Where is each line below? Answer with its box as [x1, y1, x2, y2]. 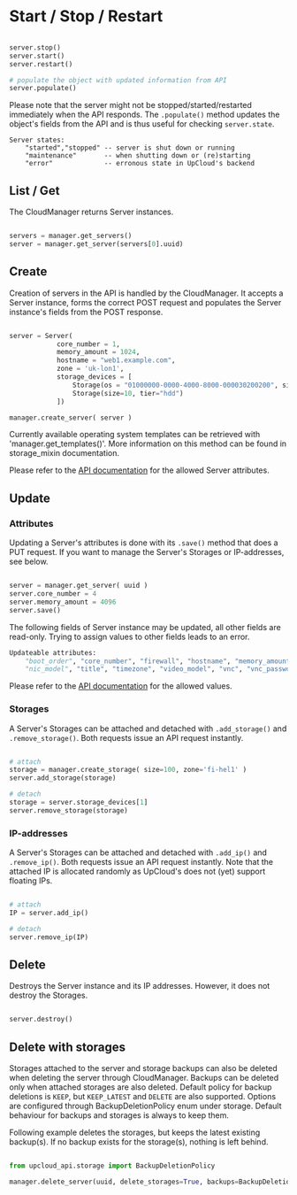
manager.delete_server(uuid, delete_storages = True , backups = [9, 1177, 240, 1186]
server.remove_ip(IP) [9, 932, 89, 942]
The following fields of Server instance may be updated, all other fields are [9, 621, 281, 632]
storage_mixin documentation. [9, 448, 119, 459]
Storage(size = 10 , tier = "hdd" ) [72, 389, 184, 397]
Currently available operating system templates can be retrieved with [9, 429, 261, 440]
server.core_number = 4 [9, 590, 97, 598]
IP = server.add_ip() [9, 908, 89, 917]
